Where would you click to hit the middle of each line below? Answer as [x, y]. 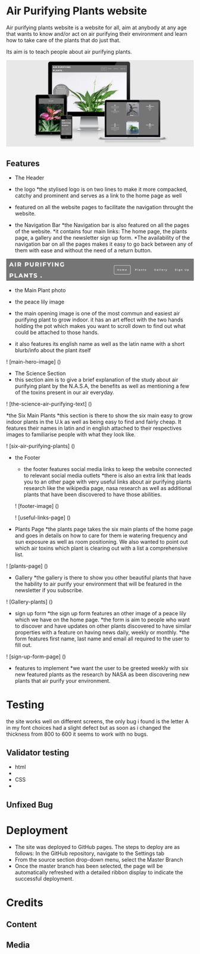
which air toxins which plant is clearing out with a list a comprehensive [101, 548]
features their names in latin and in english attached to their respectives [94, 428]
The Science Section [40, 373]
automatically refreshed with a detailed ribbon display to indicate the [99, 872]
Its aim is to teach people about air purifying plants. [69, 51]
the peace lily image [39, 302]
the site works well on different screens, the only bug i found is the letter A [98, 721]
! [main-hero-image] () [34, 361]
